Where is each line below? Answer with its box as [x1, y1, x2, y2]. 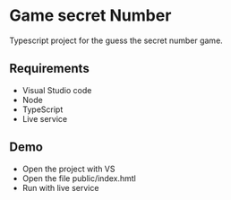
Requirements [9, 61, 90, 76]
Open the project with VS [21, 163, 115, 174]
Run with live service [21, 182, 99, 193]
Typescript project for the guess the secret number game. [9, 35, 224, 46]
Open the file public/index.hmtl [21, 172, 136, 184]
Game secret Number [9, 5, 172, 26]
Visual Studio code [21, 84, 92, 95]
